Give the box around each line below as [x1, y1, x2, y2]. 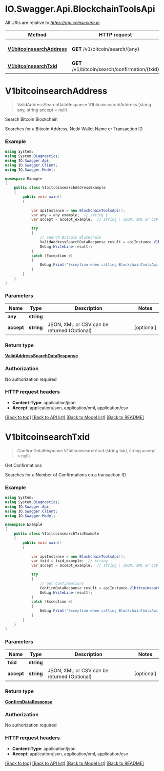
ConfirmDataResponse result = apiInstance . [40, 585, 130, 590]
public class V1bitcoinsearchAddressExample [14, 185, 106, 190]
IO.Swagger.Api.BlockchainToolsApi [5, 3, 155, 15]
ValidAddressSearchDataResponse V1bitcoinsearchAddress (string [17, 101, 151, 107]
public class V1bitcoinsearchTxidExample [14, 531, 99, 537]
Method [28, 31, 47, 38]
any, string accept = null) [17, 107, 67, 113]
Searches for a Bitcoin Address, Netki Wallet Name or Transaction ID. [5, 126, 144, 132]
